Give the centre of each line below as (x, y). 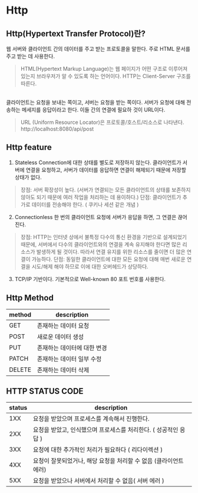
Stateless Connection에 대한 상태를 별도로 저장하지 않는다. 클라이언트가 (98, 162)
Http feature (29, 147)
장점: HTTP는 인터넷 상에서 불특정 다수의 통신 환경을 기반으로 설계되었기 (104, 237)
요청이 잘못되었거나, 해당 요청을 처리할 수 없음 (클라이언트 (108, 461)
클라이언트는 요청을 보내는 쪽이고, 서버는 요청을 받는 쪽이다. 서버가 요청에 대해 (96, 102)
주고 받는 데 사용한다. (30, 56)
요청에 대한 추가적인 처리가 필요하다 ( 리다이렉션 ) (98, 450)
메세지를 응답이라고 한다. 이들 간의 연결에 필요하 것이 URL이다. (93, 110)
